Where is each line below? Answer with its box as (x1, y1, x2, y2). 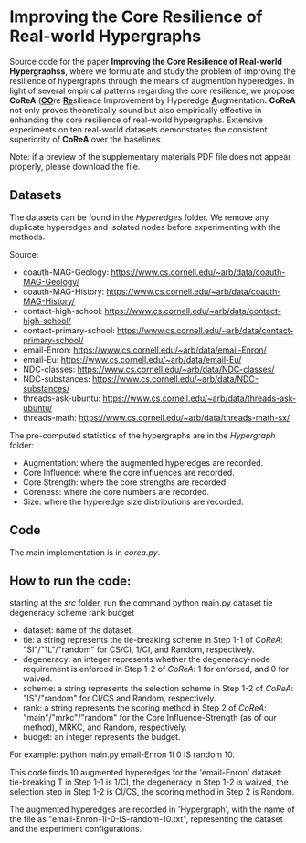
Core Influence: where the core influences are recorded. (22, 467, 235, 478)
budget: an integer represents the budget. (22, 732, 181, 743)
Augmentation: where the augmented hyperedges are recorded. (22, 457, 264, 468)
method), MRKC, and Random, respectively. (22, 722, 187, 732)
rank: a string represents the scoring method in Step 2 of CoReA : (22, 702, 267, 713)
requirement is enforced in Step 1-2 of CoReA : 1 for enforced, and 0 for (22, 664, 290, 675)
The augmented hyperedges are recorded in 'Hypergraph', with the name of (9, 804, 295, 815)
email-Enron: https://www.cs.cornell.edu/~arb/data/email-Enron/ (22, 344, 267, 355)
